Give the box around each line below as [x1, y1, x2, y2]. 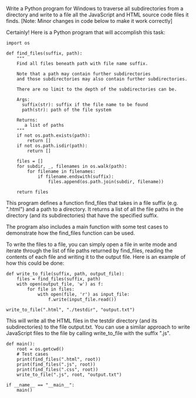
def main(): [6, 341, 35, 347]
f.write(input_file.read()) [48, 296, 117, 302]
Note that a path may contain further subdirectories [16, 71, 151, 77]
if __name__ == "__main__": [6, 382, 75, 388]
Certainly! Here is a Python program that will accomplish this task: [6, 29, 165, 36]
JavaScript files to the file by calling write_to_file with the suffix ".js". [6, 330, 171, 336]
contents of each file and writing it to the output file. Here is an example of [6, 254, 186, 260]
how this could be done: [6, 259, 65, 267]
